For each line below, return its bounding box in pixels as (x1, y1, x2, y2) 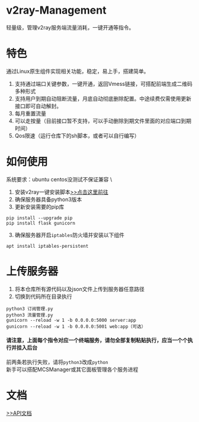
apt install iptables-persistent (6, 243, 89, 249)
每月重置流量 (14, 110, 46, 117)
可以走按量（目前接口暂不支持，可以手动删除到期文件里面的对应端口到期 (14, 117, 191, 124)
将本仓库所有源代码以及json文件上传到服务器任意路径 (14, 285, 145, 292)
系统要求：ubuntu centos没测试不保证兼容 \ (6, 175, 113, 183)
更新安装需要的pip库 (14, 203, 65, 210)
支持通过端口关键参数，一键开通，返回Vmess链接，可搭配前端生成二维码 (14, 80, 192, 87)
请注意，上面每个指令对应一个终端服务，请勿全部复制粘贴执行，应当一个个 (6, 337, 188, 344)
